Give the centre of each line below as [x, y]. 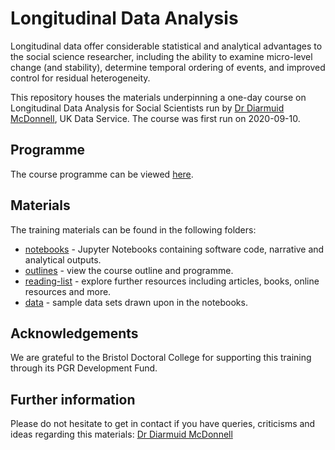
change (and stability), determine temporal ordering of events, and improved [168, 67]
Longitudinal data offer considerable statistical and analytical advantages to [166, 46]
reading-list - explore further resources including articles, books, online [172, 281]
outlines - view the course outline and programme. [129, 270]
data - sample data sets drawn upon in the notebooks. [136, 302]
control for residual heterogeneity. [80, 78]
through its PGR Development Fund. [84, 368]
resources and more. [68, 291]
